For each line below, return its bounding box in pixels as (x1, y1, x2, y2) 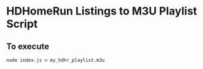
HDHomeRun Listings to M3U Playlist (6, 4, 198, 18)
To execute (6, 41, 50, 51)
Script (6, 17, 38, 31)
